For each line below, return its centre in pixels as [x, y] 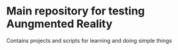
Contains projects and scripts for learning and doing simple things [89, 40]
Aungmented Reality [59, 24]
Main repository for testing [76, 11]
